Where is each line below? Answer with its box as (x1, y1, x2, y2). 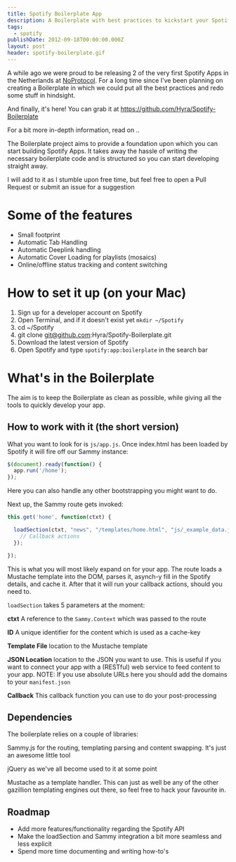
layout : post (7, 43, 46, 50)
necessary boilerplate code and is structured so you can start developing (7, 154, 219, 162)
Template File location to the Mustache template (7, 642, 148, 650)
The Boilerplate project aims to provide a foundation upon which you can (7, 139, 218, 147)
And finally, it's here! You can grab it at (7, 105, 119, 113)
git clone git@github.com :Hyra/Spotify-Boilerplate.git (17, 331, 172, 339)
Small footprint (17, 230, 60, 239)
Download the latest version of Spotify (17, 338, 129, 346)
